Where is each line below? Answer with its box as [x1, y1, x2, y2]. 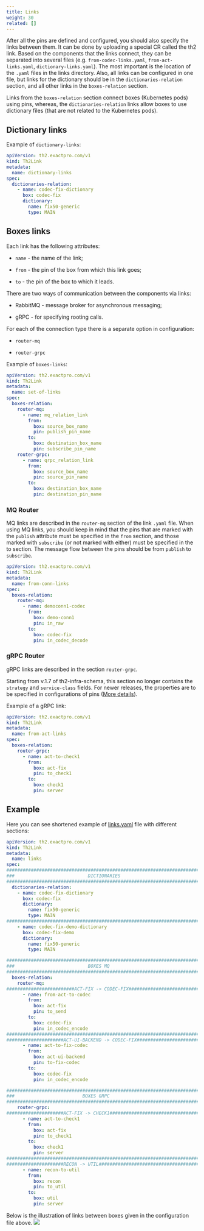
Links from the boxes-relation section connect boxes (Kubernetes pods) [6, 94, 188, 101]
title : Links [6, 9, 39, 15]
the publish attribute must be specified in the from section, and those [6, 533, 179, 540]
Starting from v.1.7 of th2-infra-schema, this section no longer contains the [6, 677, 193, 684]
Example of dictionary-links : [6, 141, 81, 148]
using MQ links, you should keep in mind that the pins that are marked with [6, 526, 193, 533]
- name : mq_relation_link [22, 412, 88, 418]
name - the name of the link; [15, 254, 83, 261]
